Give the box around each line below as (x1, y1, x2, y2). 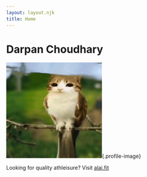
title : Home (6, 16, 36, 22)
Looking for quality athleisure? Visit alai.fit (6, 164, 109, 172)
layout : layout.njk (6, 10, 55, 16)
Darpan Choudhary (6, 42, 103, 56)
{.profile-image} (102, 152, 142, 160)
